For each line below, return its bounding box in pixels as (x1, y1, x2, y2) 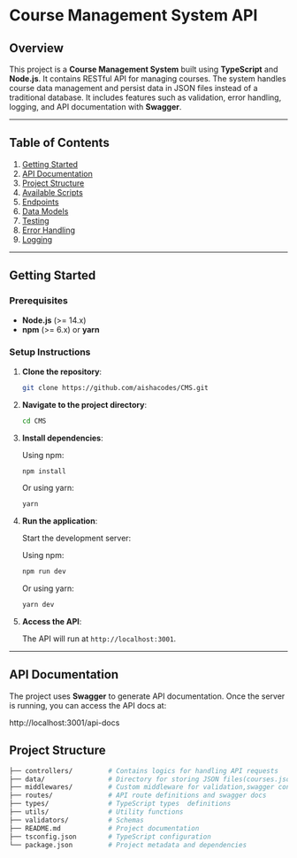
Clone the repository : (21, 366, 103, 377)
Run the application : (21, 516, 98, 526)
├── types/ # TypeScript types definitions (9, 800, 232, 808)
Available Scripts (21, 187, 84, 197)
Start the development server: (21, 532, 132, 544)
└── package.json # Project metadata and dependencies (9, 840, 247, 849)
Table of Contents (9, 135, 110, 150)
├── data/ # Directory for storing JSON (9, 775, 219, 784)
